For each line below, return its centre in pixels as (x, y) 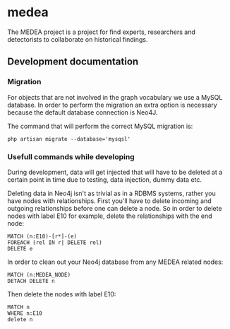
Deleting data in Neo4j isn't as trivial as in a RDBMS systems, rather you (112, 193)
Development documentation (73, 62)
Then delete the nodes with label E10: (62, 294)
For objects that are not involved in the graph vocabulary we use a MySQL (115, 97)
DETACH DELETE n (31, 281)
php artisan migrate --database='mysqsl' (69, 139)
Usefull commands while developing (71, 156)
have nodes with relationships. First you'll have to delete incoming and (109, 201)
